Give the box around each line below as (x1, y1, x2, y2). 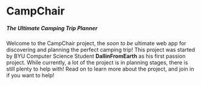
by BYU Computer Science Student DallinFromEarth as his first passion (6, 52, 186, 60)
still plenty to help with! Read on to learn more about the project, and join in (6, 65, 194, 73)
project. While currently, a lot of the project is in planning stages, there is (6, 59, 188, 66)
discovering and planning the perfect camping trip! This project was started (6, 46, 196, 54)
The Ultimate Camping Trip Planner (6, 24, 98, 31)
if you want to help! (6, 72, 55, 79)
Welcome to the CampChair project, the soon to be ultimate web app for (6, 40, 186, 47)
